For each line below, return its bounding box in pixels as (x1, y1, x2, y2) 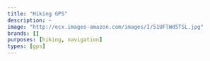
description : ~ (7, 17, 52, 24)
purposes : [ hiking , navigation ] (7, 36, 103, 43)
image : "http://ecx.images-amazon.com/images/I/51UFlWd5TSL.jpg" (7, 23, 204, 30)
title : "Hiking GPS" (7, 10, 69, 18)
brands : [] (7, 29, 40, 37)
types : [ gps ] (7, 43, 46, 50)
